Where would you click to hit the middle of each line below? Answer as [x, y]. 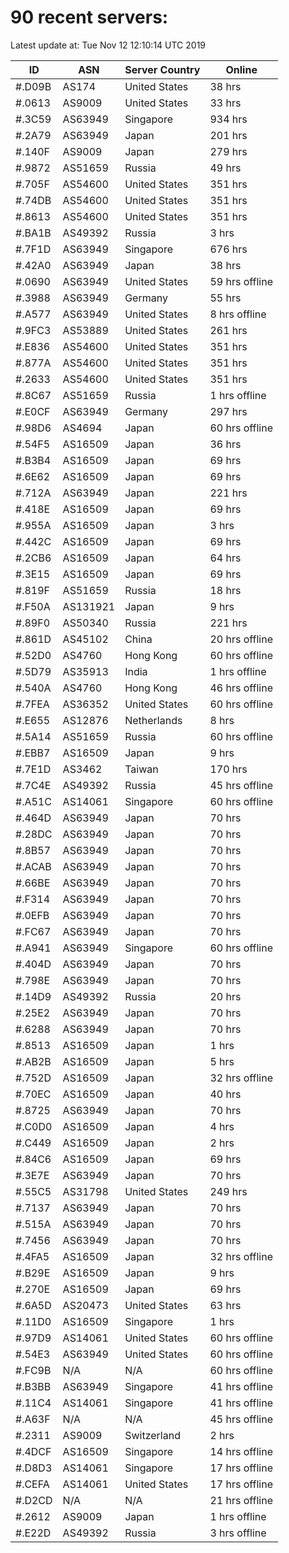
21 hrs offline [241, 1500]
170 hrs [228, 769]
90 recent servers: [89, 17]
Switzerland [152, 1435]
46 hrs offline [241, 688]
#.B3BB [33, 1386]
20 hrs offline [241, 639]
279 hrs [228, 151]
